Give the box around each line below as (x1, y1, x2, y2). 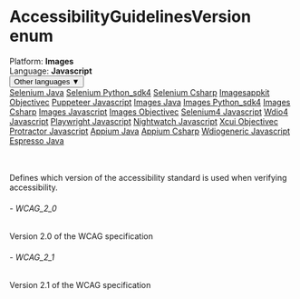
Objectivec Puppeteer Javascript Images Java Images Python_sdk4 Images (9, 96, 291, 107)
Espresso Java (9, 135, 64, 146)
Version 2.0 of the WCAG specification (9, 231, 154, 242)
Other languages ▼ (14, 76, 80, 86)
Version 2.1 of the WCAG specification (9, 280, 151, 291)
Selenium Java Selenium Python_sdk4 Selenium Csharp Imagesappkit (9, 86, 270, 97)
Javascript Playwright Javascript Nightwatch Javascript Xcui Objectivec (9, 115, 279, 126)
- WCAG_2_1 (9, 252, 55, 263)
